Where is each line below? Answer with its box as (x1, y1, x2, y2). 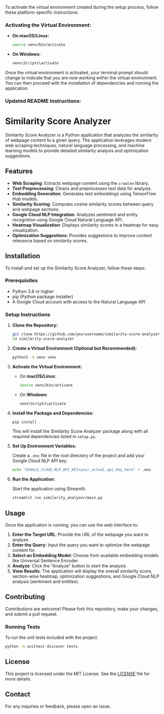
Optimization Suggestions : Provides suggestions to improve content (12, 232, 152, 238)
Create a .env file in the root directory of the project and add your (12, 452, 145, 459)
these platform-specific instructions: (5, 9, 79, 15)
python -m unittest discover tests (5, 644, 78, 649)
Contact (5, 690, 30, 699)
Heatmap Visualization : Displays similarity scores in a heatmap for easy (12, 222, 159, 228)
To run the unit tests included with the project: (5, 634, 98, 641)
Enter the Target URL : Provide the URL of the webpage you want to (12, 531, 149, 537)
